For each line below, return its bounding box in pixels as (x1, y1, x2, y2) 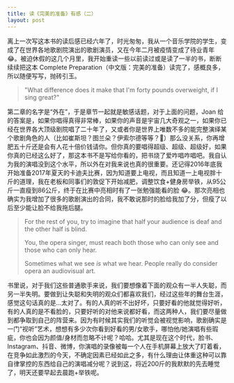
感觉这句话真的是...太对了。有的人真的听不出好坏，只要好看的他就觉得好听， (7, 298, 226, 307)
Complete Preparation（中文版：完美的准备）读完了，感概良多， (39, 63, 224, 71)
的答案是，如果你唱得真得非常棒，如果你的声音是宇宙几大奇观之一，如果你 (7, 116, 221, 124)
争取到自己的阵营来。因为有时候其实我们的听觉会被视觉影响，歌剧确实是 (19, 315, 227, 324)
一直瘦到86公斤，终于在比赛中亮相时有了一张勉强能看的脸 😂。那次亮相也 (13, 186, 225, 194)
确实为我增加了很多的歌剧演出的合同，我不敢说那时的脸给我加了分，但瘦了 (7, 195, 221, 203)
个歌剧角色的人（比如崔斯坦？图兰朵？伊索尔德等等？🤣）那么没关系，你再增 (7, 133, 225, 142)
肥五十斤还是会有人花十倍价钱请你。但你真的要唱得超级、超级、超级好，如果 (7, 142, 227, 151)
